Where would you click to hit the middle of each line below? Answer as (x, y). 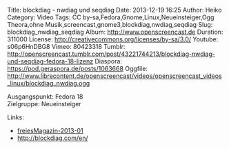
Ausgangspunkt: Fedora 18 (45, 97)
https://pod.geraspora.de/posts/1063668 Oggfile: (78, 69)
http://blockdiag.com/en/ (52, 138)
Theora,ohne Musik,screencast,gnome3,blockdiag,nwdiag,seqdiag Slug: (110, 24)
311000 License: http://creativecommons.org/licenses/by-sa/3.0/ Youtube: (113, 39)
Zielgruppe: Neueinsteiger (44, 104)
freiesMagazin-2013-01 (50, 131)
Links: (16, 117)
